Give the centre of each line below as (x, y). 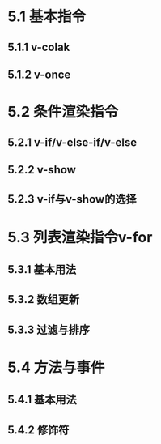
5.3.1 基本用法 (42, 269)
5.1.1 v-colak (39, 47)
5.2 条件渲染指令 (63, 112)
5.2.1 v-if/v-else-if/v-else (72, 142)
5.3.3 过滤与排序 (49, 329)
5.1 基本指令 (47, 17)
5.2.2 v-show (42, 170)
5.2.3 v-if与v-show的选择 (72, 199)
